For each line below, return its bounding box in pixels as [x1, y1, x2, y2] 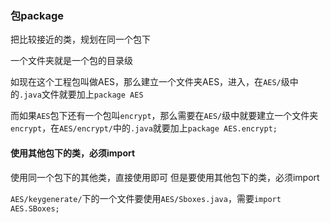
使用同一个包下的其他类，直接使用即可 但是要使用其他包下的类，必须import [10, 171, 320, 183]
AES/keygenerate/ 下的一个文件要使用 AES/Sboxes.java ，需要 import [10, 192, 282, 204]
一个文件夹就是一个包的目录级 [10, 55, 133, 67]
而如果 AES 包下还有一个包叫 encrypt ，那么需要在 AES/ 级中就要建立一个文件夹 [10, 110, 319, 122]
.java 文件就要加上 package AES [19, 88, 144, 101]
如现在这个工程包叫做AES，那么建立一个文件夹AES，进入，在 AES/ [10, 76, 282, 88]
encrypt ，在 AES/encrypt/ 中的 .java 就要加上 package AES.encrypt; [10, 122, 278, 134]
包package [10, 8, 65, 22]
